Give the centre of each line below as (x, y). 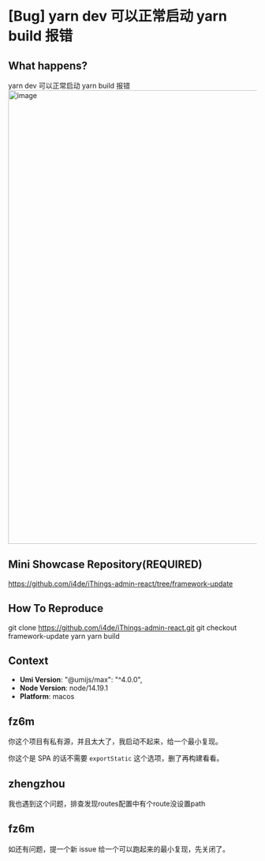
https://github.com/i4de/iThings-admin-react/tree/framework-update (121, 583)
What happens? (48, 65)
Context (28, 661)
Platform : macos (47, 697)
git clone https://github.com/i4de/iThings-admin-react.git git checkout (123, 627)
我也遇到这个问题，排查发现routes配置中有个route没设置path (107, 804)
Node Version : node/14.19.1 (64, 688)
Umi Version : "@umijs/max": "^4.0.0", (81, 680)
